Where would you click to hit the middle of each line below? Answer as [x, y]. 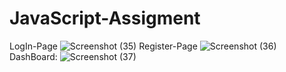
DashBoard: [33, 56]
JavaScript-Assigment [105, 18]
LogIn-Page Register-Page [103, 46]
